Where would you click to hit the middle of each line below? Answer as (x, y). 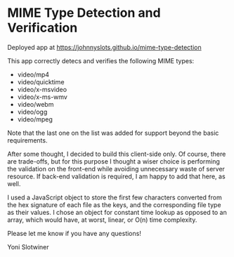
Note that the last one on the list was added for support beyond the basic (113, 133)
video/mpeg (35, 119)
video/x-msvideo (42, 89)
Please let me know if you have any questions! (74, 233)
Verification (43, 28)
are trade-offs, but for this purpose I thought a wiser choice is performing (113, 161)
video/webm (35, 104)
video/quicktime (41, 81)
